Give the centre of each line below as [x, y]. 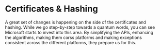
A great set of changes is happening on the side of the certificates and [76, 22]
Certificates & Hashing [52, 9]
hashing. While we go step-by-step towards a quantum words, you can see [80, 27]
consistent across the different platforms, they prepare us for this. [71, 42]
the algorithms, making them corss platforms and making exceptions [73, 37]
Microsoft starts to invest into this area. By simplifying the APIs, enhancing [79, 32]
